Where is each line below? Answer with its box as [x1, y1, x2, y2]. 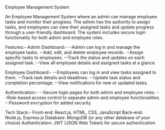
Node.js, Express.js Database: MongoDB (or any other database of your [5, 115, 150, 120]
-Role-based [5, 95, 31, 100]
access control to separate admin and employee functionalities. [32, 95, 161, 100]
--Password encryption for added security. [5, 100, 92, 105]
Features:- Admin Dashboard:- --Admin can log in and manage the [5, 44, 140, 50]
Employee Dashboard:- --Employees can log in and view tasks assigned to [5, 69, 157, 75]
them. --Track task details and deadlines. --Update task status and [5, 75, 140, 80]
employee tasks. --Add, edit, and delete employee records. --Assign [5, 49, 144, 55]
